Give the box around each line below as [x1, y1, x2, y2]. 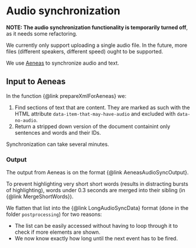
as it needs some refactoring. [6, 30, 78, 37]
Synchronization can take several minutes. [6, 141, 109, 148]
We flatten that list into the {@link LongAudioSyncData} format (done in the [6, 205, 189, 212]
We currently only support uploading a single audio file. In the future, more [6, 42, 188, 49]
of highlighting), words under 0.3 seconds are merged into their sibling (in [6, 187, 185, 194]
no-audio [14, 117, 37, 123]
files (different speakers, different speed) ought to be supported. [6, 47, 164, 55]
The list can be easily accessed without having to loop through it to [14, 222, 178, 230]
